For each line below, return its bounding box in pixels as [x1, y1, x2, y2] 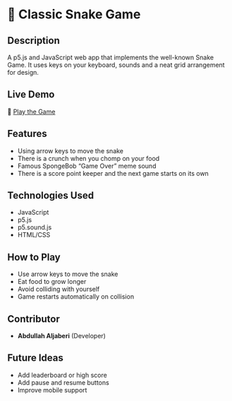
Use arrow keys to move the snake [17, 270, 118, 278]
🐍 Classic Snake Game [7, 6, 141, 23]
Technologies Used [7, 190, 94, 202]
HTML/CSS [17, 231, 51, 239]
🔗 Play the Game [7, 107, 56, 116]
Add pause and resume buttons [17, 378, 109, 387]
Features [7, 128, 47, 140]
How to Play [7, 251, 61, 263]
